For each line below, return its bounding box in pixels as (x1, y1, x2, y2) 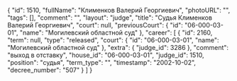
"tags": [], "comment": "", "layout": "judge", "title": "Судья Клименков (7, 13, 213, 22)
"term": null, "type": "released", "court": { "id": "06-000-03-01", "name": (7, 36, 219, 44)
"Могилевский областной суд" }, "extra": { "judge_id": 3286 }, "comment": (7, 44, 229, 51)
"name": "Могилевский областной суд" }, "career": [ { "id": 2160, (19, 28, 213, 37)
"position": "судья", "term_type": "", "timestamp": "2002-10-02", (7, 58, 197, 66)
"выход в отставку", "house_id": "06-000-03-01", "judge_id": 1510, (7, 51, 204, 59)
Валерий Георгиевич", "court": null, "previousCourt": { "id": (7, 21, 183, 29)
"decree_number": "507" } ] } (7, 66, 93, 74)
